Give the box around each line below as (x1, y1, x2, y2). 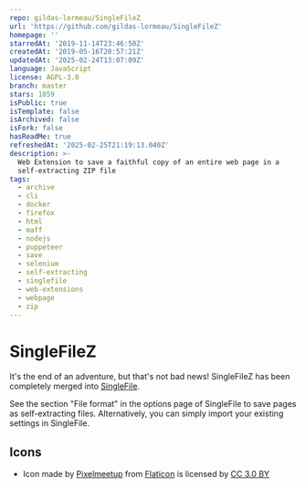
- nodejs (17, 234, 51, 243)
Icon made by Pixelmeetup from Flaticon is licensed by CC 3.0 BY (22, 469, 270, 480)
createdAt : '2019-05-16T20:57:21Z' (9, 47, 145, 57)
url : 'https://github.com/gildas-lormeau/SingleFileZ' (9, 22, 223, 31)
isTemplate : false (9, 107, 79, 116)
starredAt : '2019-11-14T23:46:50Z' (9, 38, 145, 48)
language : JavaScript (9, 65, 92, 74)
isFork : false (9, 124, 64, 133)
